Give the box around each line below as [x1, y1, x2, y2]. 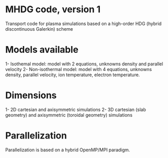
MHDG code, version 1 [5, 4, 101, 15]
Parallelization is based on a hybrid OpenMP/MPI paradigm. [5, 147, 130, 153]
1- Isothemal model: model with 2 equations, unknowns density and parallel [5, 60, 163, 67]
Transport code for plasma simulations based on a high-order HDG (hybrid [5, 20, 162, 27]
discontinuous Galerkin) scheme [5, 26, 73, 32]
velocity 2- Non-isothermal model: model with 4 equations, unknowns [5, 66, 152, 72]
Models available [5, 44, 79, 56]
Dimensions [5, 89, 57, 101]
